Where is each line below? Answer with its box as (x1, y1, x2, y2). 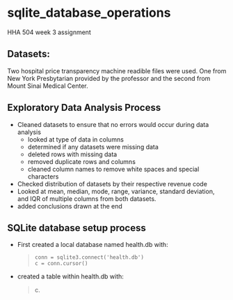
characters (27, 172, 59, 181)
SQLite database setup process (7, 222, 146, 234)
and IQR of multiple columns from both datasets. (17, 194, 156, 203)
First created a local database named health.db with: (17, 241, 168, 249)
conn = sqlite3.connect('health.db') (34, 254, 145, 261)
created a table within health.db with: (17, 272, 124, 280)
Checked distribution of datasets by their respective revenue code (17, 179, 207, 188)
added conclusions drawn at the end (17, 202, 123, 210)
